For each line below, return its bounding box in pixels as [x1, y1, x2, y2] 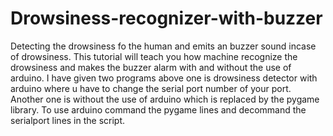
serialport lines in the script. [10, 114, 126, 126]
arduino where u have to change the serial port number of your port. [10, 82, 292, 94]
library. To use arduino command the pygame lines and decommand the [10, 103, 307, 116]
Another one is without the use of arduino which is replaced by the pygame [10, 93, 320, 105]
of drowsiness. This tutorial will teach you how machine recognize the [10, 50, 298, 62]
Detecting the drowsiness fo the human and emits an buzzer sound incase [10, 40, 317, 52]
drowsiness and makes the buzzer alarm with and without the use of [10, 61, 292, 73]
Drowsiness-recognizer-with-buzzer [10, 7, 323, 30]
